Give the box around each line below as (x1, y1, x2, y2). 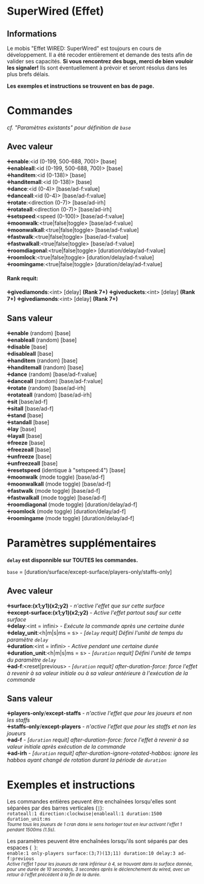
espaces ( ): (7, 844, 38, 851)
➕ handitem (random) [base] (7, 356, 78, 364)
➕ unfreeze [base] (7, 453, 52, 460)
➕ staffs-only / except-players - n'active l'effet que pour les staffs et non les (7, 723, 197, 730)
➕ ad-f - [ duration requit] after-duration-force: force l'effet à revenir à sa (7, 736, 189, 744)
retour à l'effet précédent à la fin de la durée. (7, 872, 101, 878)
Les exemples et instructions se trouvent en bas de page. (7, 82, 154, 90)
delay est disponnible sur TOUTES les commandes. (7, 556, 138, 564)
